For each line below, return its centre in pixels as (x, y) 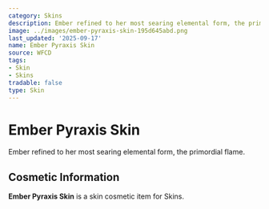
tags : (17, 61)
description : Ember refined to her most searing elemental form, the (127, 23)
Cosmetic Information (64, 177)
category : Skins (35, 16)
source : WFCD (30, 53)
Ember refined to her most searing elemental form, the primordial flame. (127, 152)
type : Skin (26, 90)
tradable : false (35, 82)
